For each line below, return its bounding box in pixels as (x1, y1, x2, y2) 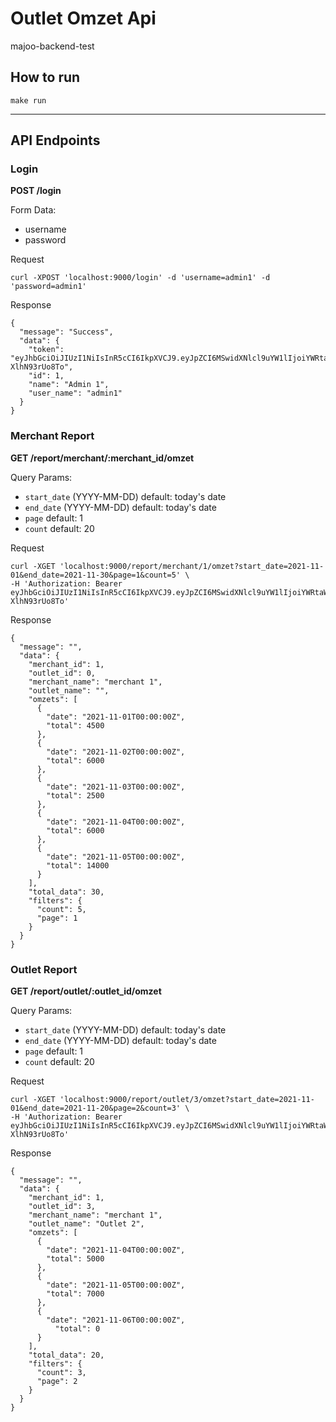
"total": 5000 (46, 1254, 105, 1264)
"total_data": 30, (28, 887, 105, 897)
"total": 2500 (46, 790, 105, 801)
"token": (28, 345, 65, 355)
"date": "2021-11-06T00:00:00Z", (46, 1315, 186, 1326)
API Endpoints (10, 132, 101, 149)
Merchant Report (10, 429, 95, 443)
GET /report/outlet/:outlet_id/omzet (10, 985, 162, 997)
